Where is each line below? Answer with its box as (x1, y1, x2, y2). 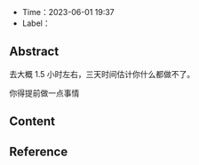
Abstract (9, 44, 60, 59)
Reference (9, 144, 68, 159)
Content (9, 114, 56, 130)
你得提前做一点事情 (9, 87, 80, 98)
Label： (21, 18, 51, 28)
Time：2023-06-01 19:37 (21, 7, 115, 17)
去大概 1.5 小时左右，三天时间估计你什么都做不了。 (9, 68, 195, 79)
